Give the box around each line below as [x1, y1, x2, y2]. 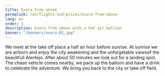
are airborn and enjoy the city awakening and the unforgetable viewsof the [5, 49, 159, 55]
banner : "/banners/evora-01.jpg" [5, 30, 75, 35]
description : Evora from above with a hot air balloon [5, 26, 122, 31]
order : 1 [5, 21, 24, 26]
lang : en [5, 16, 24, 21]
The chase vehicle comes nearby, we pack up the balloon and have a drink [5, 60, 160, 66]
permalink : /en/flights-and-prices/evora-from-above [5, 12, 118, 17]
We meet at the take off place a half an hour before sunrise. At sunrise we [5, 44, 158, 50]
